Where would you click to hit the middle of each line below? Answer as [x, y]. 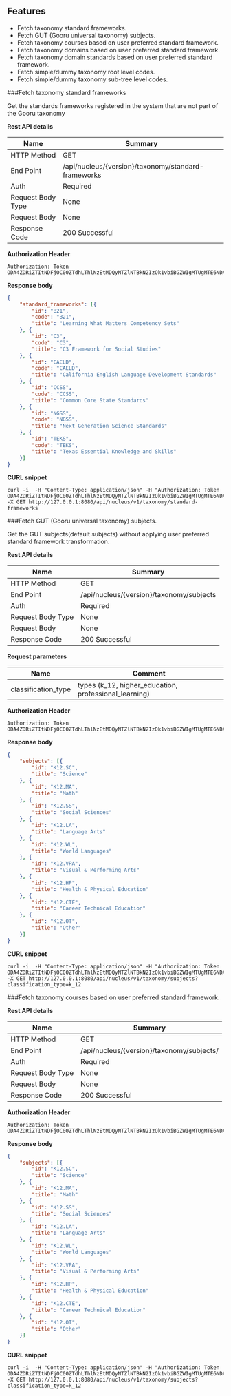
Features [26, 11]
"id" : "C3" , [49, 337]
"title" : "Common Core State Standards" [90, 400]
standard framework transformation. [58, 542]
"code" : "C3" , [52, 343]
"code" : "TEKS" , [55, 445]
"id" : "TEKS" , [52, 439]
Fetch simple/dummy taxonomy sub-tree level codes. [92, 79]
